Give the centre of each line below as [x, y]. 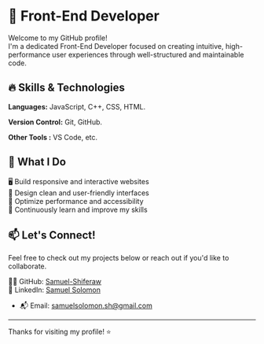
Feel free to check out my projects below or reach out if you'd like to [119, 258]
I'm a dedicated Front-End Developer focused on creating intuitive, [116, 46]
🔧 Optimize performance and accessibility [76, 201]
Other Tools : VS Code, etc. [53, 137]
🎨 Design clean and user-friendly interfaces [79, 193]
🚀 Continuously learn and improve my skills [78, 209]
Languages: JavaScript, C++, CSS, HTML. [77, 106]
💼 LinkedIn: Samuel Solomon [54, 290]
